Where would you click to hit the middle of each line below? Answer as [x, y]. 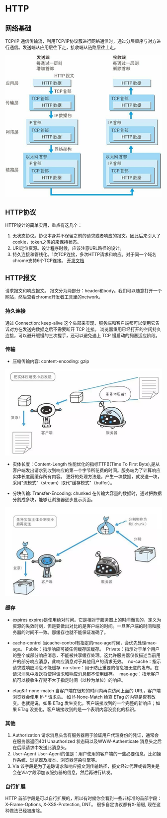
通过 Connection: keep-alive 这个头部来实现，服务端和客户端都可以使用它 [80, 323]
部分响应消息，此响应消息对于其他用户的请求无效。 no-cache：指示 [91, 661]
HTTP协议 [21, 213]
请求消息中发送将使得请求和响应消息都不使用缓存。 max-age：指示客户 [86, 674]
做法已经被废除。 [27, 811]
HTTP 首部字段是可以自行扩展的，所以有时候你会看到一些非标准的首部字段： [83, 798]
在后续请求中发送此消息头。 [41, 748]
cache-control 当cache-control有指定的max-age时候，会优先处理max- [85, 642]
